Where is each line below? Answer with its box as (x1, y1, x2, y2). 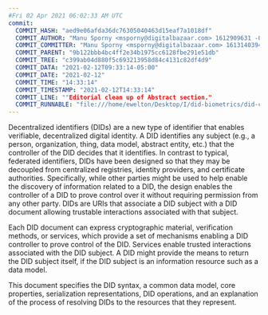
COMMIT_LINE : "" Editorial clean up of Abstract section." (15, 93, 213, 101)
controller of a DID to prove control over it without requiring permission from (8, 191, 258, 200)
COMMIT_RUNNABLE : (15, 100, 73, 108)
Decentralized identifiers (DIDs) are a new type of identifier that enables (8, 123, 245, 132)
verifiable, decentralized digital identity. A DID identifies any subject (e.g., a (8, 131, 255, 140)
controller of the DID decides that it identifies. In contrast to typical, (8, 148, 230, 158)
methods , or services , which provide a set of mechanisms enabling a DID (8, 231, 249, 241)
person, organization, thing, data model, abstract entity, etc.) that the (8, 140, 235, 149)
